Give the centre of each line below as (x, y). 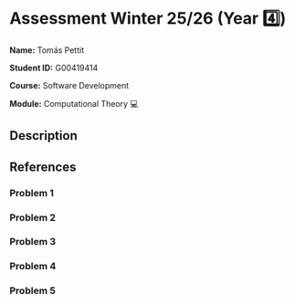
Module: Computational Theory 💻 (74, 103)
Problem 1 (32, 193)
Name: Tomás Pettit (47, 50)
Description (43, 136)
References (43, 167)
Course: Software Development (69, 85)
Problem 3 (33, 242)
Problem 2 (33, 217)
